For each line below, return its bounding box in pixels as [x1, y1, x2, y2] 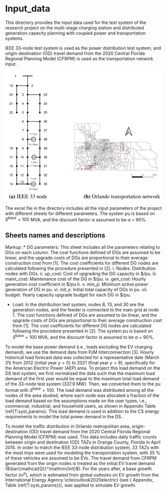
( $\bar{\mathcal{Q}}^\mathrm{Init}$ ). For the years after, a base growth [5, 466, 152, 472]
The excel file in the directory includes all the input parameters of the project [5, 205, 162, 211]
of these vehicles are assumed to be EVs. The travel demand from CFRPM [5, 455, 157, 461]
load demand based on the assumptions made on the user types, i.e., [5, 397, 147, 404]
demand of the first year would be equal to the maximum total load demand [5, 375, 160, 381]
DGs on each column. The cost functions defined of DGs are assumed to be [5, 250, 161, 256]
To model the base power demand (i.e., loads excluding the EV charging [5, 343, 153, 349]
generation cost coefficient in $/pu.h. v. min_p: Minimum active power [5, 281, 148, 287]
